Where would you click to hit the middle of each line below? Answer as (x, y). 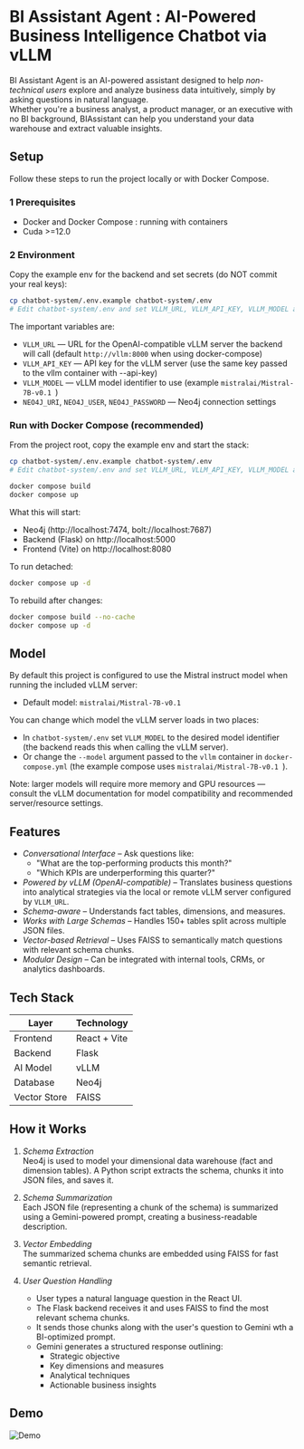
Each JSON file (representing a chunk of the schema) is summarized (150, 1207)
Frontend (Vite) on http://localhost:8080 (97, 549)
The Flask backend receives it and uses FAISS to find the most (152, 1308)
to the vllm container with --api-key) (90, 373)
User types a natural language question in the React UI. (139, 1298)
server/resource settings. (57, 803)
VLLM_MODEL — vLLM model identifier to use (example (120, 383)
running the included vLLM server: (74, 685)
